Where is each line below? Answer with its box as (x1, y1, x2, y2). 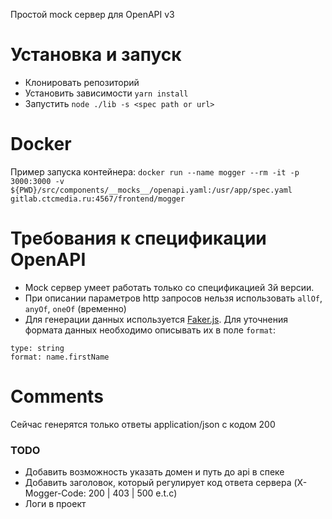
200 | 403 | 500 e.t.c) (88, 487, 178, 499)
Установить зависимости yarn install (24, 87, 189, 99)
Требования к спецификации (10, 227, 267, 250)
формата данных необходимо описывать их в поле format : (24, 324, 276, 336)
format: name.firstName (10, 352, 110, 362)
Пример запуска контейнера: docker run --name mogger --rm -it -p (10, 165, 300, 178)
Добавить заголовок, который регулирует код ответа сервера (24, 477, 292, 489)
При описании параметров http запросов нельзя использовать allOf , (24, 292, 323, 304)
